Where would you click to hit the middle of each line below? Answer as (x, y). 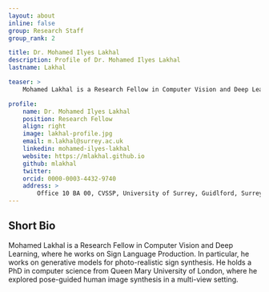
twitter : (37, 171)
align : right (44, 126)
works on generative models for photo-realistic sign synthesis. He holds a (130, 262)
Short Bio (32, 226)
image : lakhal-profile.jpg (68, 134)
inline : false (32, 23)
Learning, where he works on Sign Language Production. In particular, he (129, 253)
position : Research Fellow (68, 119)
